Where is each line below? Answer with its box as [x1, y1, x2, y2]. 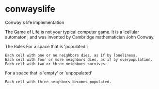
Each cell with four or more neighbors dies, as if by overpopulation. [5, 57, 153, 62]
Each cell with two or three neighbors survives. [5, 61, 108, 66]
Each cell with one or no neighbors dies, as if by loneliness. [5, 53, 138, 58]
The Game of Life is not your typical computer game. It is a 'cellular [5, 29, 140, 35]
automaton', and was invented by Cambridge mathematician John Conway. [5, 34, 155, 40]
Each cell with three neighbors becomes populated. [5, 79, 111, 84]
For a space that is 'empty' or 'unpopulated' [5, 70, 93, 76]
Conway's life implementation [5, 19, 64, 25]
